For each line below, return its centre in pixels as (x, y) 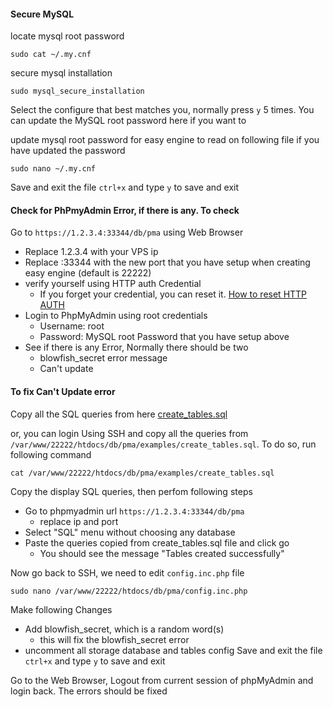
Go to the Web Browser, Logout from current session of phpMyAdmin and (162, 680)
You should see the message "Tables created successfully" (162, 553)
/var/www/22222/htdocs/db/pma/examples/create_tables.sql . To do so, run (163, 444)
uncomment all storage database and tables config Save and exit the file (173, 650)
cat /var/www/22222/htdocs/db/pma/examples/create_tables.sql (142, 473)
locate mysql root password (67, 36)
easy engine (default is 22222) (88, 273)
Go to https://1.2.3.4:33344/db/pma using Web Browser (127, 232)
